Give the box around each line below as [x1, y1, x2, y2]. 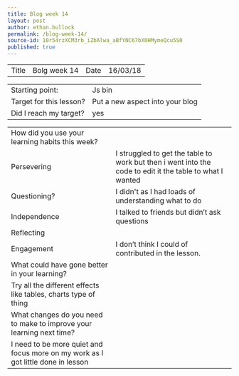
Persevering [11, 162, 52, 171]
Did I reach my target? [11, 108, 85, 118]
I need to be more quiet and [11, 340, 103, 349]
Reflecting [11, 228, 46, 238]
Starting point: [11, 85, 58, 95]
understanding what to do [115, 195, 202, 205]
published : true [7, 44, 55, 51]
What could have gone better [11, 260, 108, 270]
